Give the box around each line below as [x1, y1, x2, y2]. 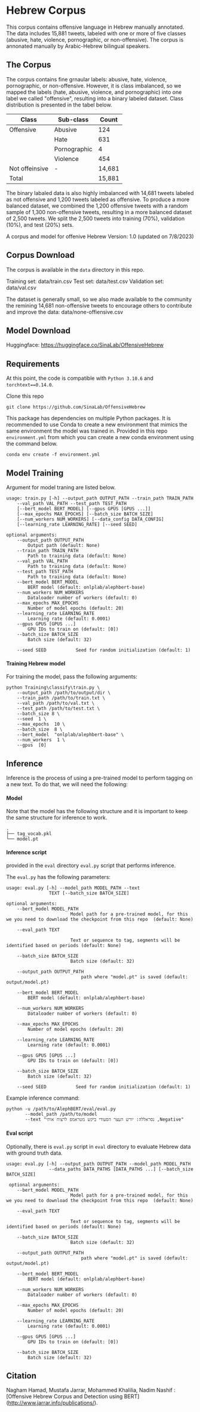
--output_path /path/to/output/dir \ [17, 690, 111, 696]
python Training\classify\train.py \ [6, 684, 100, 691]
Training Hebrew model [6, 659, 66, 667]
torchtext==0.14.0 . [6, 381, 54, 388]
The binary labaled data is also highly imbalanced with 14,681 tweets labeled [6, 189, 194, 196]
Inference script [6, 848, 47, 856]
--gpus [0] [17, 742, 47, 748]
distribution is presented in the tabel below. [6, 101, 112, 108]
